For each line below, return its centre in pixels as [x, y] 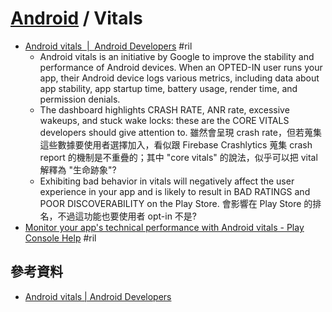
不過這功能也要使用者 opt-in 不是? [127, 216]
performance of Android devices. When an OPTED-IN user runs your [181, 67]
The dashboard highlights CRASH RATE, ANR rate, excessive [164, 109]
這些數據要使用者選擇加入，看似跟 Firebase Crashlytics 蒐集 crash [176, 144]
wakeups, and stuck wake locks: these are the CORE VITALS [164, 120]
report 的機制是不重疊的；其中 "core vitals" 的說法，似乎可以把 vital [178, 157]
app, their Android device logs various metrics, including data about [179, 78]
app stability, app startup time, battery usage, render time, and [168, 88]
